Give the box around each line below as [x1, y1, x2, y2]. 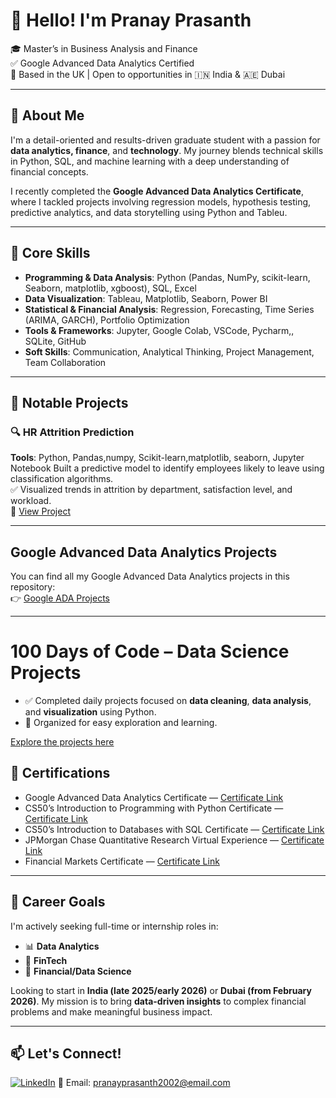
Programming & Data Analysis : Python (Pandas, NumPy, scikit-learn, [24, 271, 311, 283]
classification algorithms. [10, 473, 114, 485]
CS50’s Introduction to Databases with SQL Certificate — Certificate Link [24, 823, 325, 835]
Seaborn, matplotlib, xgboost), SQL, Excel [24, 282, 197, 294]
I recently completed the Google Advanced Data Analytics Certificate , [10, 185, 304, 197]
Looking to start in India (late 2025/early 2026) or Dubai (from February [10, 984, 312, 996]
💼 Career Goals [10, 894, 106, 911]
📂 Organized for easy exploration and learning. [24, 717, 218, 728]
